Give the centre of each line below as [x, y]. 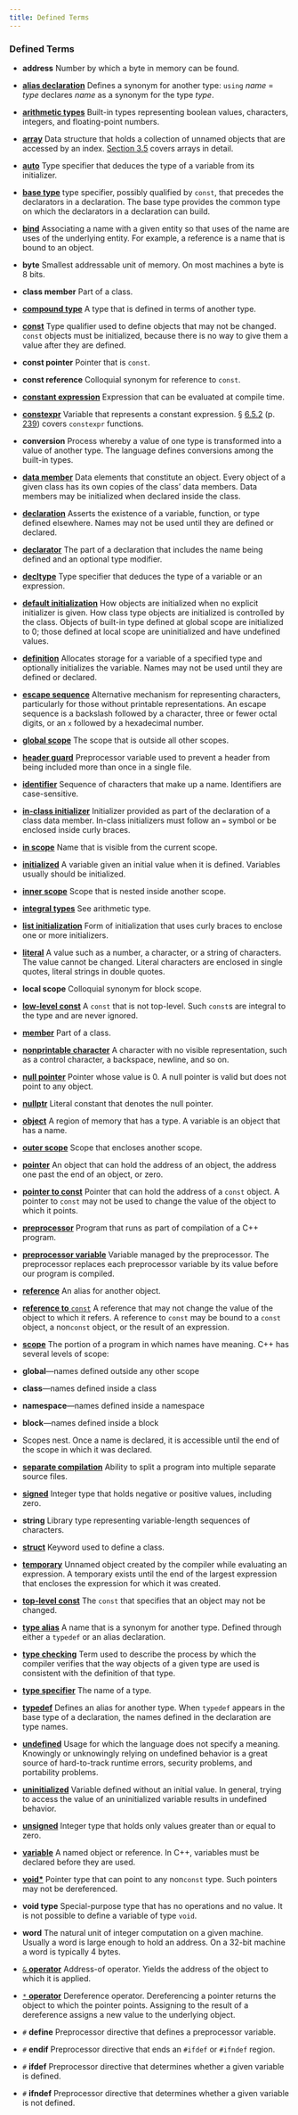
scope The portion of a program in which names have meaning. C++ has [155, 1344]
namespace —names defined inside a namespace [113, 1405]
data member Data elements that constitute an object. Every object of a [154, 477]
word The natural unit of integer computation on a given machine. [143, 1932]
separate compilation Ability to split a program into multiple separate [149, 1467]
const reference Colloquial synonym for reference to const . [131, 379]
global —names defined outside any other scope [111, 1370]
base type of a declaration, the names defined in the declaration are [146, 1716]
